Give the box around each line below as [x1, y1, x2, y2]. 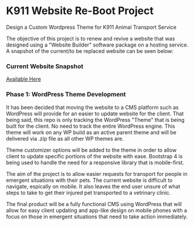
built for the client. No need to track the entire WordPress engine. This [6, 122, 175, 129]
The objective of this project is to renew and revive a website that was [6, 35, 175, 42]
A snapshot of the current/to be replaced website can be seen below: [6, 47, 174, 54]
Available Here [6, 75, 41, 83]
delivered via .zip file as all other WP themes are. [6, 135, 124, 142]
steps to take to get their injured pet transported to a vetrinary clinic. [6, 189, 171, 196]
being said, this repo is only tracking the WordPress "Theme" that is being [6, 116, 185, 123]
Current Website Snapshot [6, 62, 84, 70]
